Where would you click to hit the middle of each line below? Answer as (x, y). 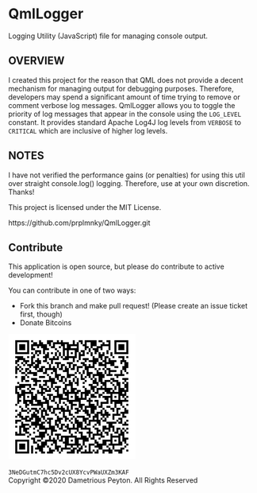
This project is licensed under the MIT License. (85, 207)
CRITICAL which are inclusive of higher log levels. (88, 130)
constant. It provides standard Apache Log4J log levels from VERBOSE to (125, 122)
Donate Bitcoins (46, 323)
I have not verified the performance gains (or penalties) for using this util (127, 175)
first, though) (41, 314)
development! (31, 275)
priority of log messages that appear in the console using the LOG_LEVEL (125, 114)
